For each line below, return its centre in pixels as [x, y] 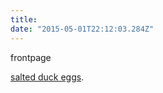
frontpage [31, 57]
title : [24, 19]
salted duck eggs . [47, 77]
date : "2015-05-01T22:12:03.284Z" [82, 29]
